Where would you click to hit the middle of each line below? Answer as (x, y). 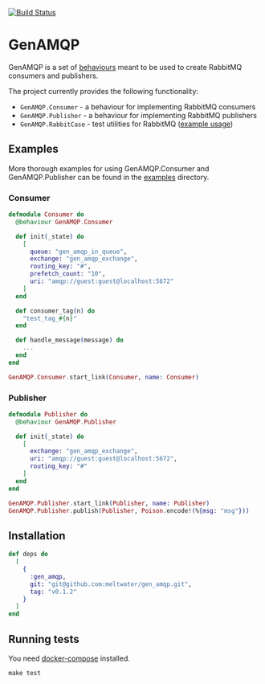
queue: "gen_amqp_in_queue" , (78, 252)
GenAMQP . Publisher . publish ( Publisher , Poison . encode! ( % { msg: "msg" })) (129, 510)
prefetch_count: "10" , (67, 274)
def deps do (28, 555)
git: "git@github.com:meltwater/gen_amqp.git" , (111, 584)
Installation (37, 536)
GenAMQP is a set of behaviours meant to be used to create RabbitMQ (125, 67)
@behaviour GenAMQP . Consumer (64, 222)
